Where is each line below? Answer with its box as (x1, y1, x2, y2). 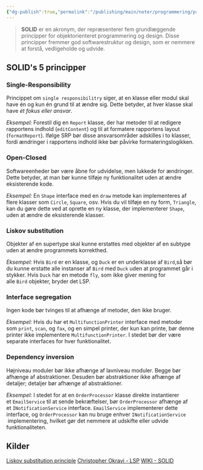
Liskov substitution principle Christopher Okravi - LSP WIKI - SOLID (6, 457, 174, 465)
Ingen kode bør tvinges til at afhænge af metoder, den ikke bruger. (6, 307, 172, 314)
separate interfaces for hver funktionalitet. (6, 338, 112, 345)
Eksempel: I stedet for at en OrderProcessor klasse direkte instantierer (6, 391, 179, 398)
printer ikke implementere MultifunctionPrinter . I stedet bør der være (6, 331, 181, 338)
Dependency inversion (6, 353, 74, 361)
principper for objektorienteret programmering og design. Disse (21, 32, 180, 39)
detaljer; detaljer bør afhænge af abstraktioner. (6, 380, 123, 387)
